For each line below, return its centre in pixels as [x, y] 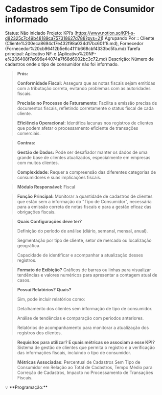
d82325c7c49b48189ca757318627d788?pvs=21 [54, 38]
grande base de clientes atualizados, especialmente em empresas [84, 157]
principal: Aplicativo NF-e [31, 54]
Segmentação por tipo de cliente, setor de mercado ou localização [84, 240]
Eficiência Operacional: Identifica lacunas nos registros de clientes [85, 123]
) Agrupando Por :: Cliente [128, 38]
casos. [24, 280]
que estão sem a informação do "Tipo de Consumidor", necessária [84, 201]
